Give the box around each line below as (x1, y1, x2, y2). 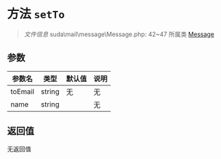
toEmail (10, 87, 35, 96)
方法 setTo (7, 6, 65, 22)
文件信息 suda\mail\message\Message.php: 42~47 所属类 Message (23, 30, 214, 38)
